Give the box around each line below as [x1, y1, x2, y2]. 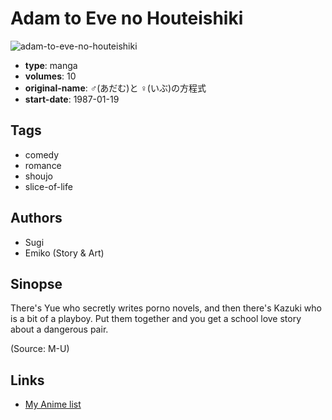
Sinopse [10, 275, 63, 292]
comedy [24, 148, 60, 161]
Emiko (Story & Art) [24, 247, 105, 259]
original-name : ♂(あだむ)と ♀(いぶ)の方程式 [24, 82, 207, 94]
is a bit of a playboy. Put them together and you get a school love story [10, 313, 302, 325]
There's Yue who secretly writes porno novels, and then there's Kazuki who [10, 302, 322, 314]
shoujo [24, 170, 53, 182]
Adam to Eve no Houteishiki [10, 7, 244, 30]
